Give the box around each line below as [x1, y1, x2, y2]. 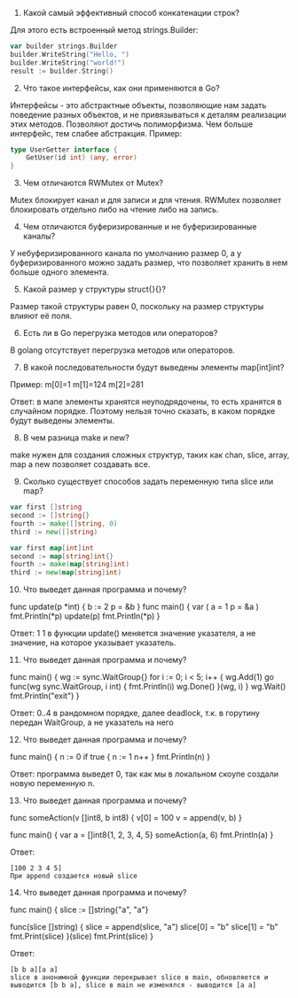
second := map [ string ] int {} [10, 551, 114, 561]
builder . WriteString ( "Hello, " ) [10, 50, 129, 58]
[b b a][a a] [10, 965, 59, 974]
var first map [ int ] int [10, 543, 94, 552]
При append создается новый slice [10, 872, 138, 881]
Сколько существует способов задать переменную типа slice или [22, 476, 274, 487]
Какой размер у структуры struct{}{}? [22, 284, 167, 295]
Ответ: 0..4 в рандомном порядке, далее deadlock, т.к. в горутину [10, 708, 261, 719]
